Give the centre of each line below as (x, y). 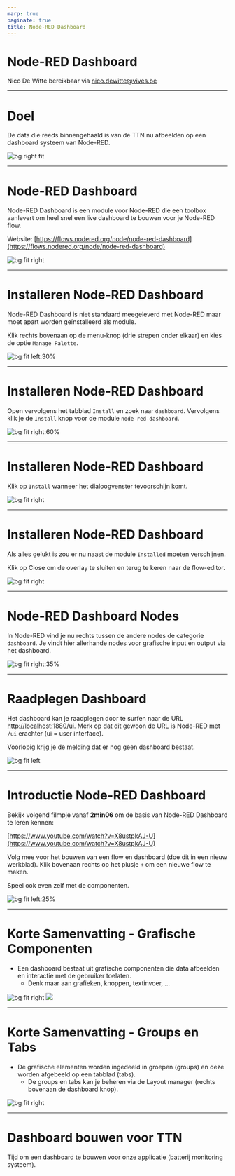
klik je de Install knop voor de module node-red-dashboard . (93, 419)
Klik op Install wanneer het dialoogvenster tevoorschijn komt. (98, 486)
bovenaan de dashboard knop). (73, 1089)
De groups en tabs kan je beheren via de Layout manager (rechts (121, 1081)
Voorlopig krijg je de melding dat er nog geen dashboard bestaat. (101, 747)
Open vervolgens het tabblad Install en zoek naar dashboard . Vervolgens (114, 411)
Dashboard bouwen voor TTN (95, 1137)
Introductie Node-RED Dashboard (107, 795)
